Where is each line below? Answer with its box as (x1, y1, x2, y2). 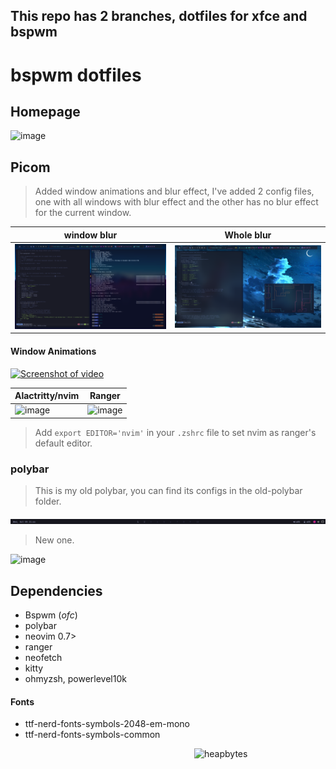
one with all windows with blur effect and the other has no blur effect (34, 196, 319, 208)
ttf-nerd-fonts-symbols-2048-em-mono (24, 718, 190, 730)
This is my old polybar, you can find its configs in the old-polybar (34, 485, 303, 497)
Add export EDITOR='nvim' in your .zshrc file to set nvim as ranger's (34, 426, 317, 438)
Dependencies (10, 582, 103, 599)
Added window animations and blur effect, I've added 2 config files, (34, 185, 315, 198)
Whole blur (224, 229, 272, 241)
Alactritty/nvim (14, 390, 80, 402)
